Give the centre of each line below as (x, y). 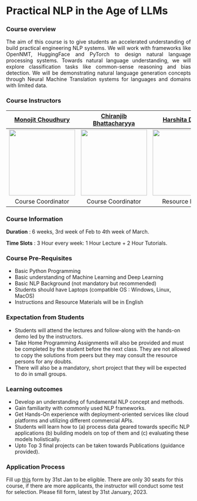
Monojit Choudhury (42, 120)
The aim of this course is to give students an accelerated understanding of (98, 42)
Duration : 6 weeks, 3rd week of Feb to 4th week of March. (78, 232)
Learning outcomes (34, 389)
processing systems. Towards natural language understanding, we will (98, 60)
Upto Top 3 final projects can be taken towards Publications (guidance (99, 445)
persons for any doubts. (43, 361)
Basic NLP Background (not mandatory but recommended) (85, 283)
